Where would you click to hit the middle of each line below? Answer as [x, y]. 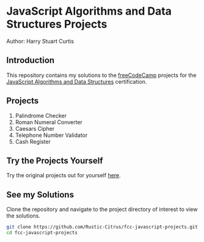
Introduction [31, 60]
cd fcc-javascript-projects [42, 233]
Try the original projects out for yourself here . [64, 175]
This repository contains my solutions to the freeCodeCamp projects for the [101, 75]
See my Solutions [40, 195]
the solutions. [24, 216]
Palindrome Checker [41, 116]
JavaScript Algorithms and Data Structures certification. [77, 81]
